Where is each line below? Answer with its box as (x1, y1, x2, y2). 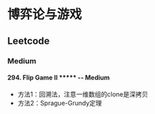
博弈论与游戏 (7, 6, 83, 23)
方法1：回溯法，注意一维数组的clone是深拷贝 (17, 89, 149, 99)
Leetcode (7, 34, 50, 46)
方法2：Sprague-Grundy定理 (17, 99, 103, 107)
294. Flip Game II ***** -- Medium (7, 73, 110, 82)
